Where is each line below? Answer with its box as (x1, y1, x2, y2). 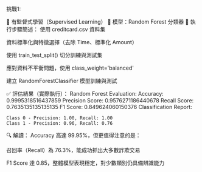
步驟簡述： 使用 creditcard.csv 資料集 (11, 26, 106, 33)
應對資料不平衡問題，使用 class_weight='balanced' (6, 64, 134, 71)
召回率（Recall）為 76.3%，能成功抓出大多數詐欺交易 (6, 147, 141, 153)
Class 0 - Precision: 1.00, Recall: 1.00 (6, 115, 113, 121)
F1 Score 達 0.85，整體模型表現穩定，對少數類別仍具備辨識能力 (6, 159, 165, 167)
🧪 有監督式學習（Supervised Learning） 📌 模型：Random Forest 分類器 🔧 (6, 18, 189, 25)
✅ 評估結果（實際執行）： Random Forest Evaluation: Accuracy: (6, 90, 164, 97)
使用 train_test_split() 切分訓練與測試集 (6, 51, 103, 59)
